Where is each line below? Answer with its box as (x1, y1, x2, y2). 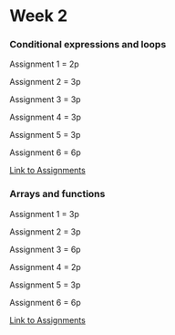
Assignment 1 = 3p (9, 208, 79, 219)
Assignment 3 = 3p (9, 94, 81, 105)
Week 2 (9, 5, 68, 26)
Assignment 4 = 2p (9, 261, 82, 272)
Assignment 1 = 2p (9, 58, 79, 69)
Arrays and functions (9, 188, 106, 201)
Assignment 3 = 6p (9, 244, 81, 255)
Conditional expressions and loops (9, 38, 167, 51)
